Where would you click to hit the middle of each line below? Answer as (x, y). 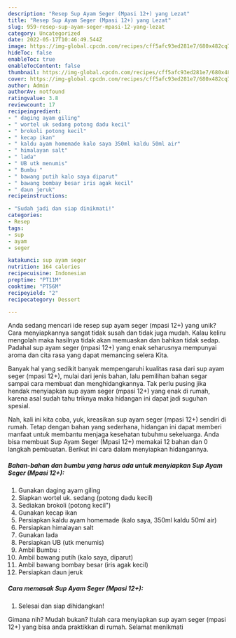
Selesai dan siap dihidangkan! (61, 606)
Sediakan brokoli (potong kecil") (64, 506)
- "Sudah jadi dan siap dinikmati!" (61, 209)
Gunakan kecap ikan (48, 513)
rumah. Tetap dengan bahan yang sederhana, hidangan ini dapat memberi (115, 427)
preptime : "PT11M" (35, 280)
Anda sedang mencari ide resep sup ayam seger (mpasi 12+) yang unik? (112, 326)
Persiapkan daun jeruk (50, 572)
